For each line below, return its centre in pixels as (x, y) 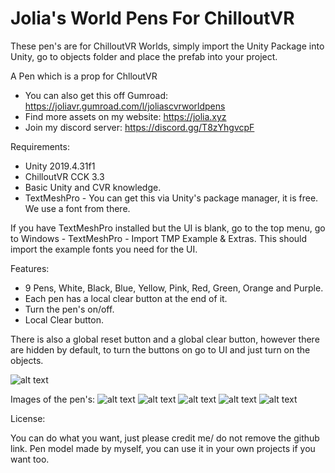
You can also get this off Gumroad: (96, 95)
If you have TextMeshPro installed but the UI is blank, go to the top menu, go (168, 228)
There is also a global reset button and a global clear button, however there (165, 339)
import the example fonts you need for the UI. (104, 249)
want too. (30, 459)
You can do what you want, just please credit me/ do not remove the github (165, 438)
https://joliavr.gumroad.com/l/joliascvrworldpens (125, 106)
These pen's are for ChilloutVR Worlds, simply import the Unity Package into (167, 46)
